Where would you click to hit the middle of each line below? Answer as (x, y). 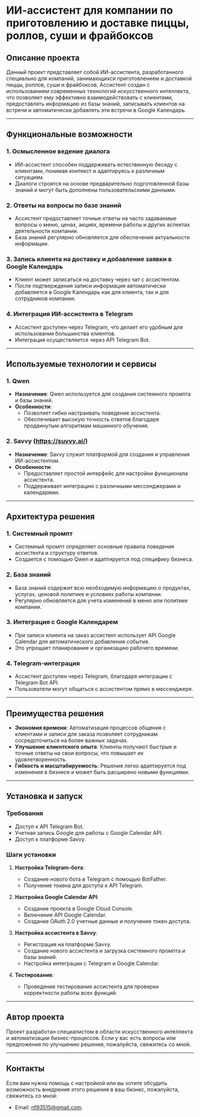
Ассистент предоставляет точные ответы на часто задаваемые (96, 218)
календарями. (42, 492)
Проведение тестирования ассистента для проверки (91, 986)
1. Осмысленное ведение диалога (58, 152)
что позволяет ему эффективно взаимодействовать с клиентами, (90, 97)
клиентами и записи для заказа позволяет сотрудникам (86, 734)
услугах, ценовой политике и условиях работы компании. (88, 594)
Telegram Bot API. (37, 683)
